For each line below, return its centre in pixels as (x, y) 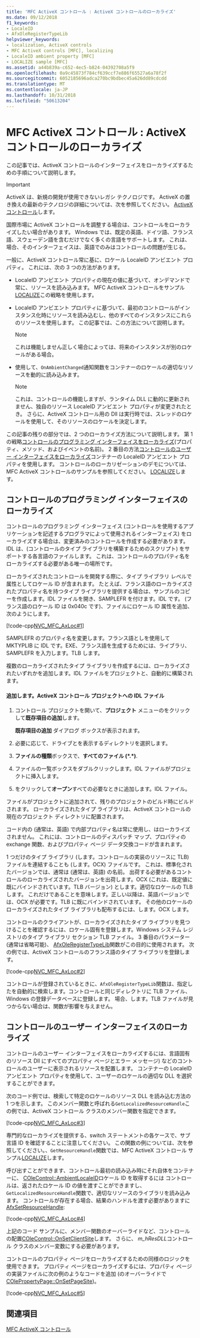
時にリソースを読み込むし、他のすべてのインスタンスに (108, 315)
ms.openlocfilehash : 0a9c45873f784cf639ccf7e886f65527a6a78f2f (87, 73)
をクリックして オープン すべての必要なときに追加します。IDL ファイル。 (103, 788)
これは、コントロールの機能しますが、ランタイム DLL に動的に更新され (102, 399)
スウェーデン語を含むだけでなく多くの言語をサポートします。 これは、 (103, 239)
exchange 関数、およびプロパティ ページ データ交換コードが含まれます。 (96, 844)
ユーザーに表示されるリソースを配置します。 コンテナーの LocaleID (109, 1069)
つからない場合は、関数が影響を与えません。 (61, 1006)
